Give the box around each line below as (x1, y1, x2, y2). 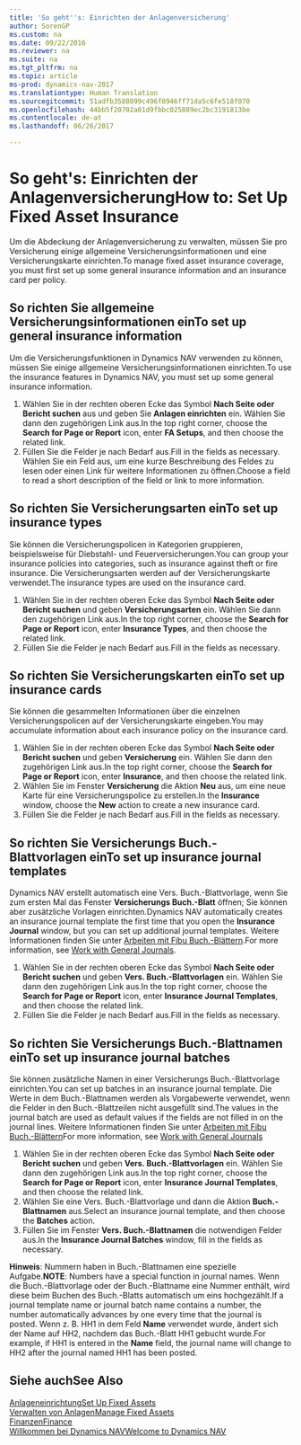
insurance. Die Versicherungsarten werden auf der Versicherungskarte (9, 567, 271, 578)
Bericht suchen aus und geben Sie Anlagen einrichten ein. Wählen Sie (21, 408, 286, 419)
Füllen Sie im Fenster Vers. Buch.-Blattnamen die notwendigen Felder (21, 1225, 282, 1236)
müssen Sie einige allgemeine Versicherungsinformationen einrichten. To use (9, 361, 292, 373)
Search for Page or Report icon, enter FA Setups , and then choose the (21, 427, 284, 438)
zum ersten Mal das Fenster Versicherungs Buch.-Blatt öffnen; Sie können (9, 897, 288, 908)
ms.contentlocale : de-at (9, 113, 102, 122)
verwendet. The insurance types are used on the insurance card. (9, 577, 246, 588)
